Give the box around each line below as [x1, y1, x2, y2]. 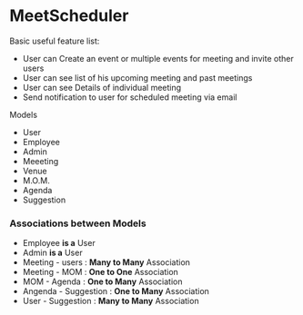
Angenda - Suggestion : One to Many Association [22, 286, 209, 297]
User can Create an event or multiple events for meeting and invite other [22, 53, 294, 64]
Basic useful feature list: [9, 35, 100, 46]
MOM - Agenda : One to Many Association [22, 276, 183, 287]
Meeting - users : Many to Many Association [22, 257, 191, 268]
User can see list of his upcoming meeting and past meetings [22, 72, 253, 83]
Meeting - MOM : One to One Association [22, 267, 179, 278]
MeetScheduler [9, 5, 129, 26]
